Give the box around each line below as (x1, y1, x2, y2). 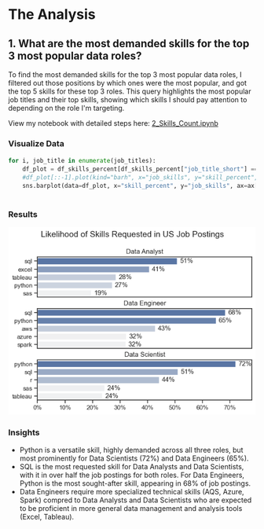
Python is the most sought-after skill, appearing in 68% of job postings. (19, 478, 251, 488)
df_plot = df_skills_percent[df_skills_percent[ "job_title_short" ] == (22, 165, 258, 174)
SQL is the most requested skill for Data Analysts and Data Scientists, (19, 461, 244, 471)
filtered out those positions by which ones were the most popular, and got (8, 79, 247, 87)
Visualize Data (8, 138, 64, 149)
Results (8, 208, 38, 219)
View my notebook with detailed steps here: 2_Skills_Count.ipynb (8, 119, 218, 127)
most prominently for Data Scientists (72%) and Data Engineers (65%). (19, 454, 249, 463)
